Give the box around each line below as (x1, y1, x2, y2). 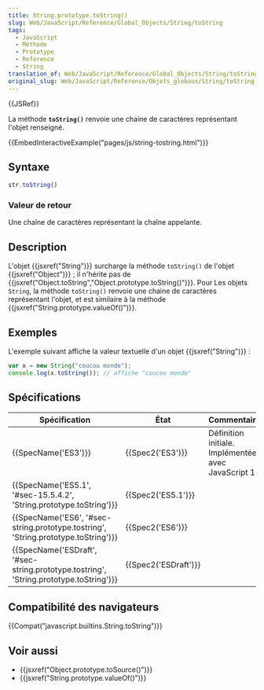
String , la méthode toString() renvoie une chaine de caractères (8, 286, 218, 295)
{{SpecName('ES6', (12, 512, 84, 523)
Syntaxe (8, 160, 49, 174)
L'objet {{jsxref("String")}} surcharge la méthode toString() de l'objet (8, 261, 234, 271)
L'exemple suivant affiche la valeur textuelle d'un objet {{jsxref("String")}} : (8, 347, 251, 356)
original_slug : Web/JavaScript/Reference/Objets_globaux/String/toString (8, 77, 255, 85)
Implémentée (207, 447, 257, 458)
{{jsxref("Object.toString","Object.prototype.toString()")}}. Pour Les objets (8, 278, 248, 288)
